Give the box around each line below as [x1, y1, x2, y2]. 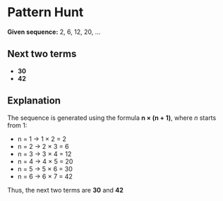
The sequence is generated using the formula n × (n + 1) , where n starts [7, 114, 217, 122]
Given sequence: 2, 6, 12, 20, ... [7, 28, 101, 36]
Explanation [7, 95, 61, 106]
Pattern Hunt [7, 4, 84, 20]
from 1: [7, 121, 28, 129]
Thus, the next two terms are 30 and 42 [7, 185, 123, 194]
